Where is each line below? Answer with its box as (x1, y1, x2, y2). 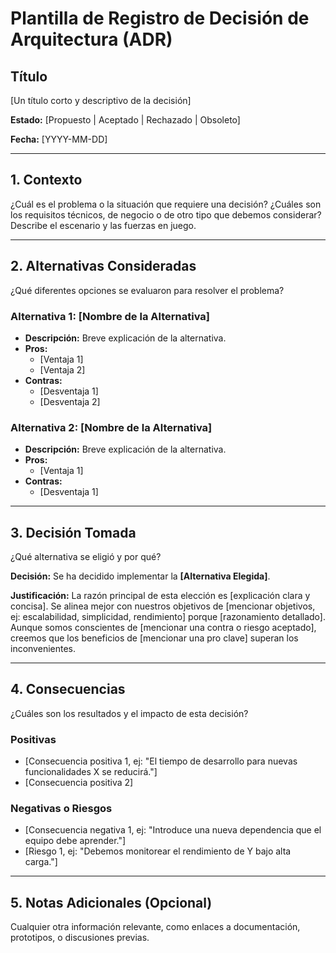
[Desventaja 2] (39, 395, 101, 407)
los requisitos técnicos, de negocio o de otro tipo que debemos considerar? (10, 208, 322, 221)
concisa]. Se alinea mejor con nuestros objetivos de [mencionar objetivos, (10, 600, 316, 612)
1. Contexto (10, 172, 83, 189)
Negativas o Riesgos (10, 802, 113, 816)
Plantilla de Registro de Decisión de (10, 7, 310, 30)
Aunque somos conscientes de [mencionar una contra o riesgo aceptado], (10, 622, 317, 634)
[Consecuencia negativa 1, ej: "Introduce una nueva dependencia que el (24, 824, 322, 836)
